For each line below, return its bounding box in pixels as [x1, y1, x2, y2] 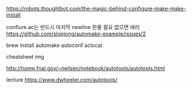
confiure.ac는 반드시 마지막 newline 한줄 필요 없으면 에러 [6, 24, 140, 30]
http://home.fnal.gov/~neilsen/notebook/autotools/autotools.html [6, 65, 165, 72]
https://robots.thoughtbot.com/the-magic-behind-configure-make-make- [6, 5, 186, 12]
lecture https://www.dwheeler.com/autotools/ [6, 77, 118, 83]
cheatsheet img [6, 53, 45, 60]
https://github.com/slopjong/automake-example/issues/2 [6, 30, 146, 37]
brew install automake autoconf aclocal [6, 42, 102, 49]
